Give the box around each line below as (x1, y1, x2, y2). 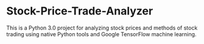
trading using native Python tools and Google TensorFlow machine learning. (6, 30, 197, 37)
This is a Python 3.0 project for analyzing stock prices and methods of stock (6, 24, 198, 31)
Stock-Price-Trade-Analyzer (6, 4, 153, 18)
